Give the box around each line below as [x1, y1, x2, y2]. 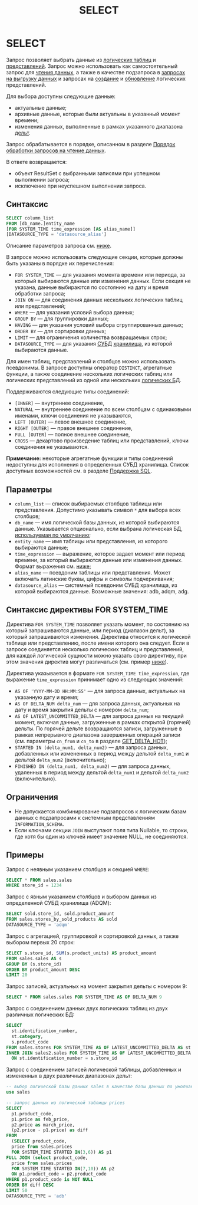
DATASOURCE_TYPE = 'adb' [6, 1193, 67, 1199]
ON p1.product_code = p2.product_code [11, 1171, 107, 1177]
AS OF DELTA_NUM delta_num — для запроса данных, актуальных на [14, 700, 180, 707]
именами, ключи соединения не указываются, [14, 412, 133, 419]
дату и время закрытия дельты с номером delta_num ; [14, 706, 149, 713]
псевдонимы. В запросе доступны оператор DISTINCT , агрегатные [6, 364, 173, 372]
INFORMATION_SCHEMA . [14, 820, 64, 828]
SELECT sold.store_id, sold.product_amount [6, 911, 115, 917]
